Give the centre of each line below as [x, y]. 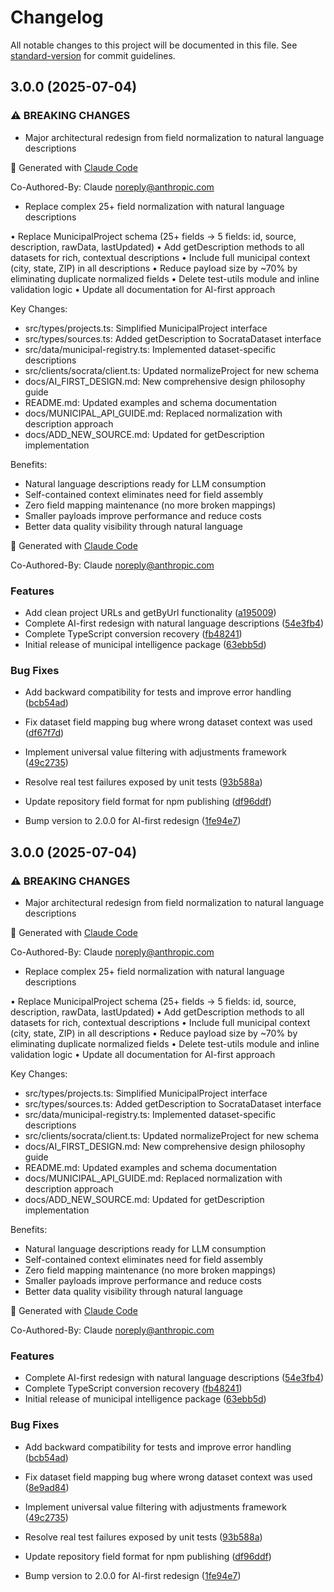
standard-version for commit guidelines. [93, 55]
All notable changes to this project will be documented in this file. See [154, 45]
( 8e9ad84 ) [47, 1487]
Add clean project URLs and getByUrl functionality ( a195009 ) [150, 612]
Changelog [57, 17]
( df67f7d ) [44, 733]
